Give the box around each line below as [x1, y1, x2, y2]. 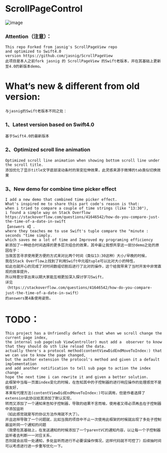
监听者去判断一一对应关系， [5, 433, 54, 438]
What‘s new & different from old [5, 80, 140, 92]
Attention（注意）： [5, 33, 51, 40]
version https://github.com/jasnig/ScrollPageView [5, 53, 113, 58]
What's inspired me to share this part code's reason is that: [5, 201, 140, 206]
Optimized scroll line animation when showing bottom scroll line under [5, 158, 160, 163]
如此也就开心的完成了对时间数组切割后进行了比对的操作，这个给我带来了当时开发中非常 [5, 264, 158, 269]
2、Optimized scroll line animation [5, 146, 91, 153]
